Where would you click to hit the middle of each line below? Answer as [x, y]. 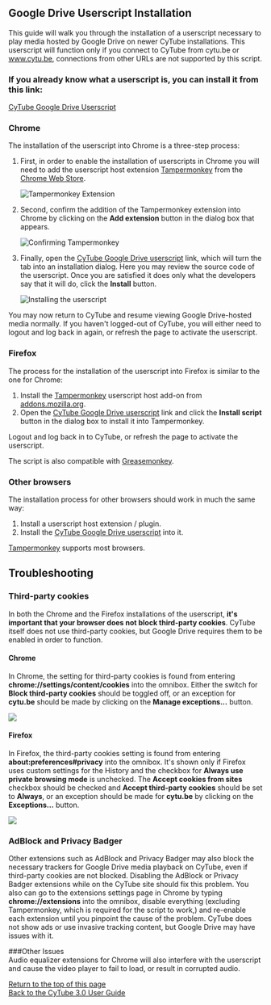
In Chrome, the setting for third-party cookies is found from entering [122, 676]
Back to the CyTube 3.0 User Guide [67, 993]
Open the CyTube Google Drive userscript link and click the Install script [141, 412]
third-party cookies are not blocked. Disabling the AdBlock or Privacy [124, 876]
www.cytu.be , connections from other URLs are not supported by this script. [135, 58]
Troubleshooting [51, 573]
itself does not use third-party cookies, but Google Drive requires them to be [135, 631]
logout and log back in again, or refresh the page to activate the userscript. [133, 332]
